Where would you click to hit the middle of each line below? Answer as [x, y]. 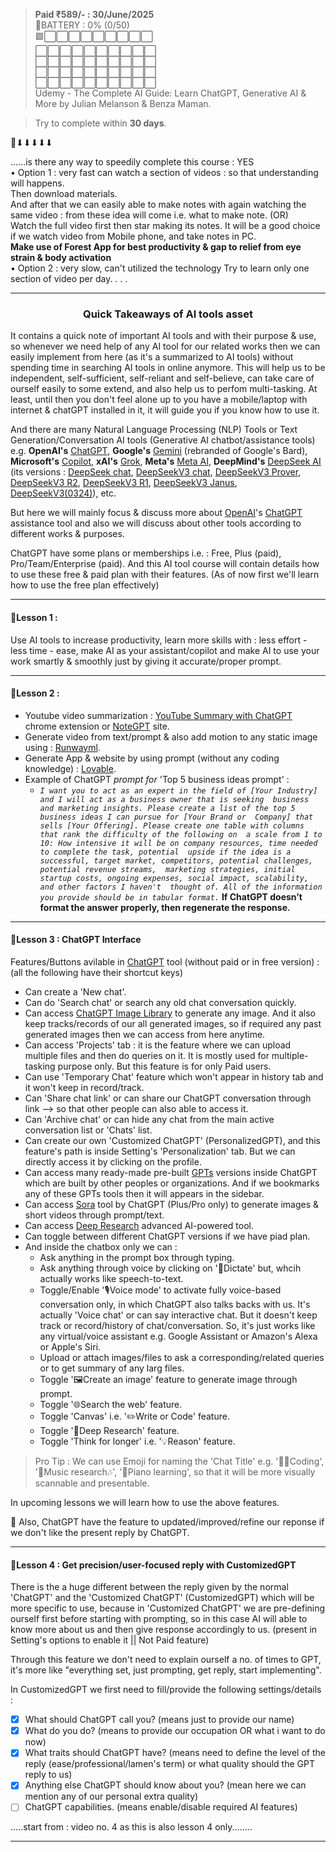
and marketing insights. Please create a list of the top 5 [167, 808]
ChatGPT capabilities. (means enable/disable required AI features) [161, 1807]
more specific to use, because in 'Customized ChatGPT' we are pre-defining [168, 1608]
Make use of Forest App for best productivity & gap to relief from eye [156, 247]
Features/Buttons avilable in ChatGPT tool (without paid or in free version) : [165, 961]
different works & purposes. [67, 534]
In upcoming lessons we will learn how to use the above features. [145, 1502]
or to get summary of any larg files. [112, 1368]
